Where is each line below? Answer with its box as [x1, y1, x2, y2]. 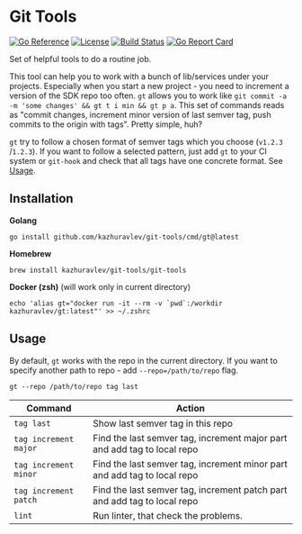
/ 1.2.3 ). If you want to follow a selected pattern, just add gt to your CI [9, 146, 267, 157]
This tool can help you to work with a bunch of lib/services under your [9, 70, 270, 82]
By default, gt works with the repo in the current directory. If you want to [9, 355, 279, 366]
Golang [9, 214, 38, 226]
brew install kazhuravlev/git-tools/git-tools [9, 266, 187, 275]
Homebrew [9, 248, 52, 258]
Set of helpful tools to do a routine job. [9, 53, 152, 64]
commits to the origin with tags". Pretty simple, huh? [9, 119, 203, 130]
